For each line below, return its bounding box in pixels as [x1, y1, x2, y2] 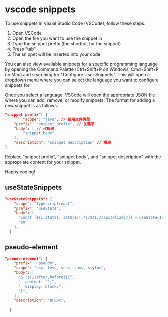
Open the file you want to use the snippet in [12, 35, 102, 41]
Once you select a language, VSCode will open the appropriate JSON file [5, 92, 155, 98]
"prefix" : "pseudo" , [14, 261, 57, 266]
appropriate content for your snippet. [5, 159, 81, 165]
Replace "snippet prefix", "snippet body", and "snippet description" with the [5, 154, 161, 160]
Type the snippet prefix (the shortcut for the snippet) [12, 40, 121, 46]
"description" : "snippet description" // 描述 [14, 140, 111, 145]
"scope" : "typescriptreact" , [14, 201, 75, 206]
